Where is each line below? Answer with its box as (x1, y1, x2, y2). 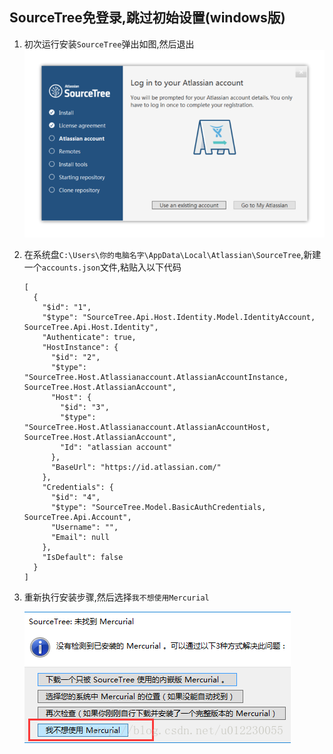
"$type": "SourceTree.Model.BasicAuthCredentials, (50, 502, 267, 512)
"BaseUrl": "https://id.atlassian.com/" (50, 462, 222, 472)
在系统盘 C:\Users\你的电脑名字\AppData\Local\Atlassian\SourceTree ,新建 (23, 248, 322, 260)
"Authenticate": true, (42, 332, 137, 342)
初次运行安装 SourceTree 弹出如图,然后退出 (23, 38, 195, 50)
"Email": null (50, 532, 110, 542)
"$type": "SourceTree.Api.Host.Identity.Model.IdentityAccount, (42, 312, 316, 322)
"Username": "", (50, 522, 119, 532)
